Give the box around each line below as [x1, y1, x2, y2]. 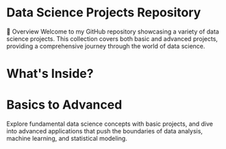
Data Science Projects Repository [6, 5, 201, 21]
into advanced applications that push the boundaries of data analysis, [6, 127, 203, 135]
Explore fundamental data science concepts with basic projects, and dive [6, 120, 214, 128]
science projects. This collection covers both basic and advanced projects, [6, 34, 218, 42]
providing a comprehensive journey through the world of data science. [6, 42, 205, 50]
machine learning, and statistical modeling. [6, 135, 127, 143]
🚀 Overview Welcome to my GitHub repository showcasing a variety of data [6, 27, 220, 36]
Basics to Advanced [6, 97, 123, 113]
